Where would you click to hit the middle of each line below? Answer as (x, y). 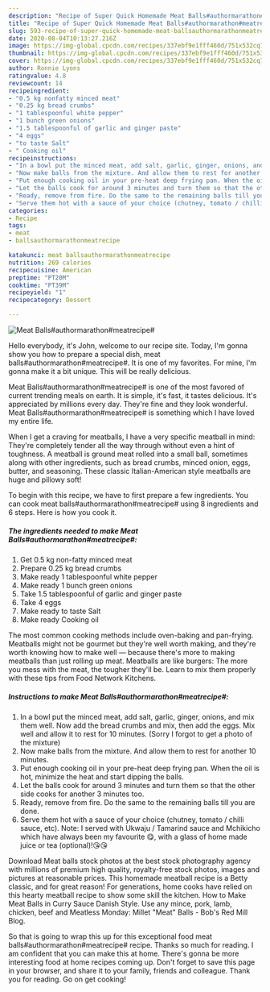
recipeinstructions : (43, 158)
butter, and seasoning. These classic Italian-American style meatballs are (130, 471)
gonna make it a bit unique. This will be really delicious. (100, 371)
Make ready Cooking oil (59, 619)
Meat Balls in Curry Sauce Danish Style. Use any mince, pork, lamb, (121, 903)
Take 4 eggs (41, 602)
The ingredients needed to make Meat (74, 531)
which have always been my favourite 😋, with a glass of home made (133, 836)
